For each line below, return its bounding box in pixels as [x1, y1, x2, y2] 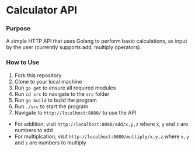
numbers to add [14, 126, 53, 133]
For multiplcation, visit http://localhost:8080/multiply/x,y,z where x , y [14, 133, 190, 140]
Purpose [6, 25, 31, 33]
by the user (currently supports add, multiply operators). [6, 44, 142, 51]
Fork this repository [14, 71, 62, 79]
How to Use [6, 58, 40, 67]
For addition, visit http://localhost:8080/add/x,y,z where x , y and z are [14, 120, 189, 127]
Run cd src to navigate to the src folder [14, 90, 110, 97]
